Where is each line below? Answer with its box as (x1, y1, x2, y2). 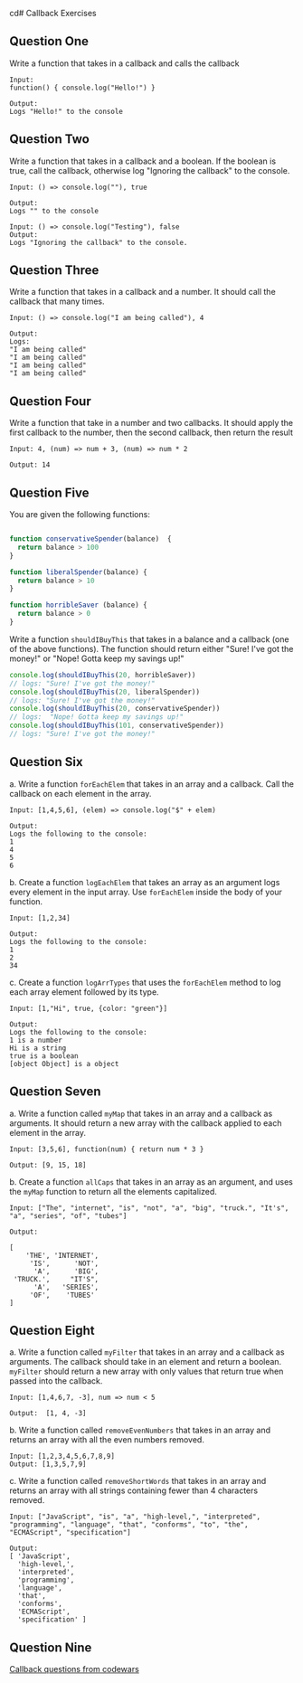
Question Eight (9, 1322, 95, 1338)
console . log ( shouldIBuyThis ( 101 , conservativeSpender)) (9, 721, 224, 731)
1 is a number (9, 1035, 63, 1045)
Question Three (9, 262, 99, 279)
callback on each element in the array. (9, 788, 152, 799)
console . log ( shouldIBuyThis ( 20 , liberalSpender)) (9, 687, 201, 696)
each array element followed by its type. (9, 986, 160, 998)
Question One (9, 33, 89, 49)
